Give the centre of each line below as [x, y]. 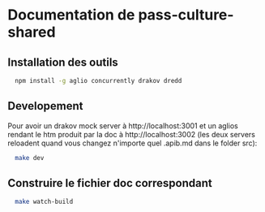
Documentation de [71, 15]
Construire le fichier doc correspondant [110, 183]
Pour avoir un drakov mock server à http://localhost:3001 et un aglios [123, 125]
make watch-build [44, 202]
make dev [30, 158]
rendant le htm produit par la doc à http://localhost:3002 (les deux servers [132, 134]
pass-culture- [186, 15]
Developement [45, 106]
